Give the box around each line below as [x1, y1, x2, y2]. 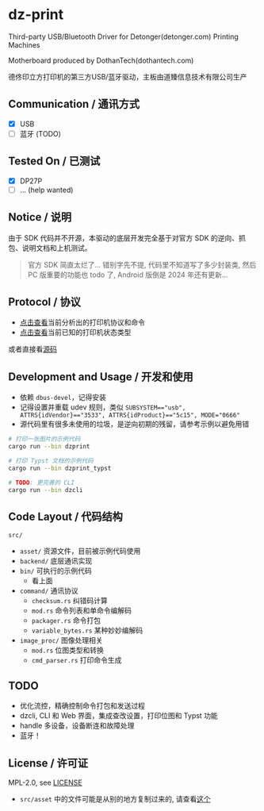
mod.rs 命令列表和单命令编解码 [31, 605, 132, 616]
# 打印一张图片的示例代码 [8, 435, 81, 444]
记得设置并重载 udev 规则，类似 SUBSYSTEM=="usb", [19, 402, 186, 412]
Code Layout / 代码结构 [8, 509, 123, 523]
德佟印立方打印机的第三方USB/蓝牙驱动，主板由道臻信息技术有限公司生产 [8, 71, 247, 81]
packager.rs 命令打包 [31, 616, 101, 625]
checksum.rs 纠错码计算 [31, 596, 109, 605]
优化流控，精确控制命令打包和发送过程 [19, 701, 145, 711]
